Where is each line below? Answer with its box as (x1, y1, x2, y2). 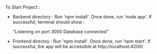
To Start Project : (5, 4, 40, 10)
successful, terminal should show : (12, 19, 85, 25)
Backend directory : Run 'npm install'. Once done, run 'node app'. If (12, 14, 152, 19)
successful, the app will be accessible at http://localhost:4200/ (12, 44, 143, 49)
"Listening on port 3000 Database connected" (12, 29, 109, 34)
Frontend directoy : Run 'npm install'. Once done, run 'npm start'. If (12, 38, 151, 44)
